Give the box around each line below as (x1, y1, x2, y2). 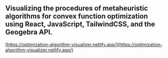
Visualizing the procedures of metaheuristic (5, 4, 149, 13)
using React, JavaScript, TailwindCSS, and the (5, 20, 155, 28)
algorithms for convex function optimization (5, 12, 148, 21)
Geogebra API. (5, 28, 52, 37)
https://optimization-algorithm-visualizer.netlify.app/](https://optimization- (7, 41, 163, 47)
